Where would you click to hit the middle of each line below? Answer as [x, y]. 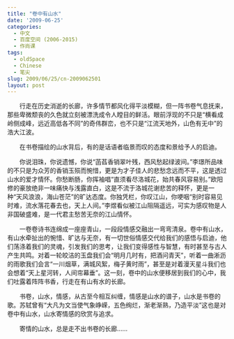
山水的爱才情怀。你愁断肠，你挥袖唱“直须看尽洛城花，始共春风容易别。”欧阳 [115, 180]
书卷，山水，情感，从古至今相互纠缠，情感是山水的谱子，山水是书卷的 [120, 296]
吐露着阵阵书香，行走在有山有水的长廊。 [71, 282]
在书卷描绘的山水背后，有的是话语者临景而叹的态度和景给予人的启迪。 [120, 147]
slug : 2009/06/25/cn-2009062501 [54, 79]
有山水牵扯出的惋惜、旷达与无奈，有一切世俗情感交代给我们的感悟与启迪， [114, 238]
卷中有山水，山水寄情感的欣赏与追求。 [62, 314]
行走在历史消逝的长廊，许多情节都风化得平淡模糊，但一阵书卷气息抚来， [123, 106]
